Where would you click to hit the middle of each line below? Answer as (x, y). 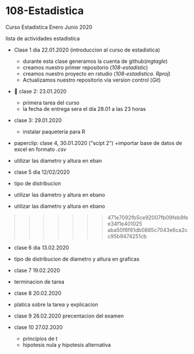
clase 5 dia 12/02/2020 (42, 172)
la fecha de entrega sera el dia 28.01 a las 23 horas (84, 109)
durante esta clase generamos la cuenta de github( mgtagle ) (95, 61)
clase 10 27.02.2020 (38, 327)
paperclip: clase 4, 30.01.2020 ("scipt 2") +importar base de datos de (98, 143)
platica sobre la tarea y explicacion (56, 304)
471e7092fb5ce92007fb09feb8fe (148, 217)
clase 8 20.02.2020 (38, 293)
